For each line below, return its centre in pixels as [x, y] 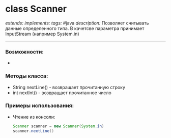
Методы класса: [27, 76]
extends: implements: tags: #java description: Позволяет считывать [77, 23]
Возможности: [25, 51]
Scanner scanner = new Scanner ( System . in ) [58, 126]
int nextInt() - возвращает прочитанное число [62, 93]
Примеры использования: [40, 106]
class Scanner [36, 9]
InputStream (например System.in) [42, 34]
